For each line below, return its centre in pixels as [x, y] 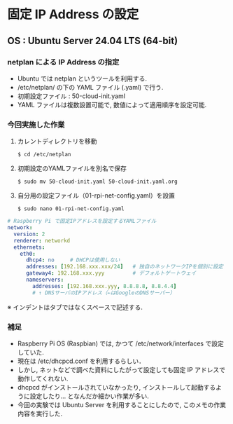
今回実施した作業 [36, 125]
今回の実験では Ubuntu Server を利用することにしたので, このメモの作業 [121, 404]
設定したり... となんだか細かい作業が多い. [89, 396]
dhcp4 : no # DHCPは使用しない [73, 260]
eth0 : [28, 254]
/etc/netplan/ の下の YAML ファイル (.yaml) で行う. [90, 87]
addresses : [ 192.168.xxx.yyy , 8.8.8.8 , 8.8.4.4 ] [105, 286]
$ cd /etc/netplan [44, 155]
